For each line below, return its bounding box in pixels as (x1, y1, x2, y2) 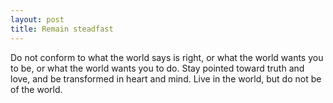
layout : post (10, 14, 65, 25)
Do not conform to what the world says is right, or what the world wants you (10, 51, 324, 63)
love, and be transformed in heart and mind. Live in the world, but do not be (10, 72, 322, 85)
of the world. (10, 83, 63, 95)
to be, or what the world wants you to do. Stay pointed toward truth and (10, 62, 305, 74)
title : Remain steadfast (10, 24, 114, 34)
